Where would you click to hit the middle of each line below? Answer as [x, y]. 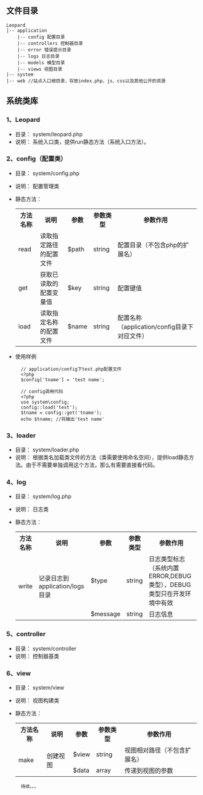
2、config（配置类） [37, 159]
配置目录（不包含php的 [150, 245]
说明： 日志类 [32, 509]
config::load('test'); [49, 407]
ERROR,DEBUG [170, 576]
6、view [19, 673]
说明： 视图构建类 [37, 700]
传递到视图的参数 [149, 770]
